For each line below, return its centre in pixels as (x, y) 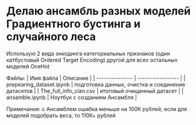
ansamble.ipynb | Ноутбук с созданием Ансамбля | (72, 97)
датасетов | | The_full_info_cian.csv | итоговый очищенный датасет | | (95, 91)
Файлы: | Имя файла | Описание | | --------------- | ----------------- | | (96, 78)
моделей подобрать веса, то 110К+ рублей (61, 115)
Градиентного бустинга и (73, 24)
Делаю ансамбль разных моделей (99, 11)
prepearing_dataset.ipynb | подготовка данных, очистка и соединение (96, 84)
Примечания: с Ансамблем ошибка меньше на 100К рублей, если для (97, 109)
